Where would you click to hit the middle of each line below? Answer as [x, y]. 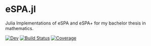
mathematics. [20, 28]
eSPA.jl [21, 9]
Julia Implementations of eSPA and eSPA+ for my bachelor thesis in [75, 23]
